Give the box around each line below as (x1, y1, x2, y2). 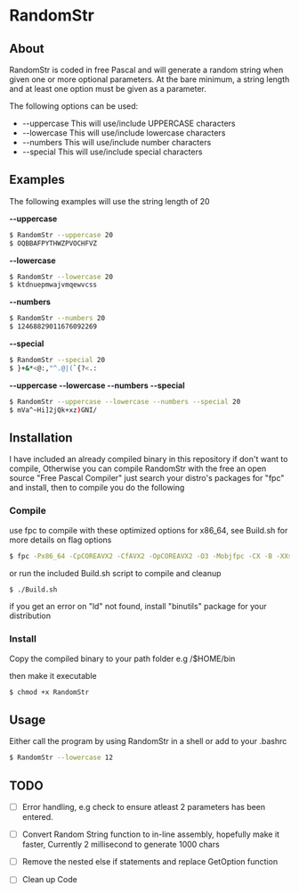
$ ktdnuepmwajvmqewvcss (9, 280, 98, 290)
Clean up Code (21, 874, 77, 885)
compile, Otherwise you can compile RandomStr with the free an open (9, 463, 267, 474)
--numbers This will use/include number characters (21, 137, 212, 147)
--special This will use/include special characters (21, 146, 203, 157)
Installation (9, 430, 73, 445)
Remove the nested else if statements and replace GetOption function (21, 856, 279, 867)
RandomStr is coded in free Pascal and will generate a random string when (9, 64, 284, 75)
